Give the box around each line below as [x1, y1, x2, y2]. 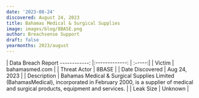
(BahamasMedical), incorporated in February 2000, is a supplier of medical [6, 78, 194, 85]
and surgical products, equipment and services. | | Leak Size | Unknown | [6, 85, 189, 92]
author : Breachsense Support [6, 31, 80, 38]
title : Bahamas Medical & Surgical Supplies [6, 20, 120, 26]
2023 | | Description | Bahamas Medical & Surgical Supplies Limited [6, 72, 174, 79]
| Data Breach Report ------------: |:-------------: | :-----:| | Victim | [6, 59, 174, 67]
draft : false [6, 37, 39, 43]
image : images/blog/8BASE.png [6, 25, 83, 32]
